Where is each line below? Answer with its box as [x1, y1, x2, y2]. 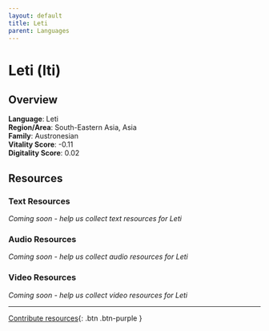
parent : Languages [8, 26, 70, 34]
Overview [8, 93, 58, 107]
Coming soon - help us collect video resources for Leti [8, 290, 188, 300]
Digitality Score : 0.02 [8, 148, 80, 158]
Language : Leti [8, 114, 58, 124]
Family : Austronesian [8, 131, 78, 141]
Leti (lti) [8, 61, 62, 79]
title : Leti [8, 19, 48, 27]
